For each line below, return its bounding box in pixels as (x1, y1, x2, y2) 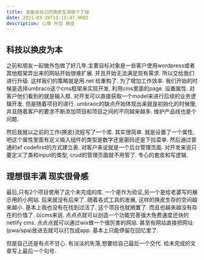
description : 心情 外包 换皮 (6, 20, 75, 26)
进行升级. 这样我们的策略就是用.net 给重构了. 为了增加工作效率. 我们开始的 (6, 77, 192, 84)
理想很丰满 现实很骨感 (6, 171, 89, 181)
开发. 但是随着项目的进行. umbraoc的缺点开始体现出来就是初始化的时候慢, (11, 100, 197, 108)
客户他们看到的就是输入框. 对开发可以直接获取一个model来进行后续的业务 (6, 92, 191, 100)
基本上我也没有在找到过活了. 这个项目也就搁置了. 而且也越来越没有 (25, 204, 192, 211)
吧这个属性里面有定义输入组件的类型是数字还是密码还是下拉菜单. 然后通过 (6, 136, 191, 144)
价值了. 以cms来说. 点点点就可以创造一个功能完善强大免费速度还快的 (16, 212, 189, 218)
